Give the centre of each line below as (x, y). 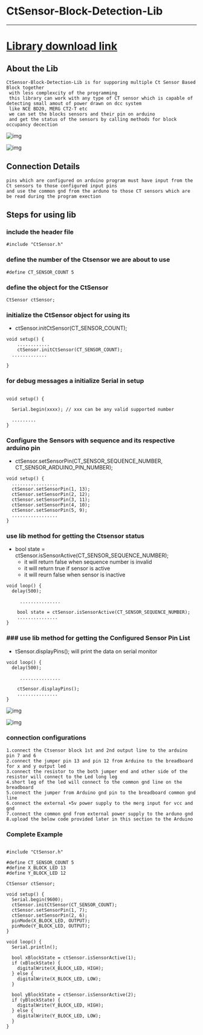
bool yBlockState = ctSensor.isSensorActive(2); (74, 995)
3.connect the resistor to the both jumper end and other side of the (97, 772)
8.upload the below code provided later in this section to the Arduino (100, 819)
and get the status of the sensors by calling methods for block (93, 119)
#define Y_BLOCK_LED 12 (36, 873)
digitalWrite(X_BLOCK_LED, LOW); (59, 979)
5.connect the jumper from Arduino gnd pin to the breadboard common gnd (101, 793)
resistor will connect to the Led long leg (62, 777)
